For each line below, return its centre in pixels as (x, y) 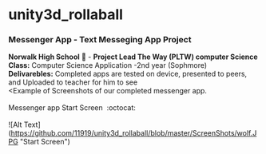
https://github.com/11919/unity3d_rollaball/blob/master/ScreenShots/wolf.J (134, 133)
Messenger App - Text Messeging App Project (100, 40)
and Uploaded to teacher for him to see (73, 82)
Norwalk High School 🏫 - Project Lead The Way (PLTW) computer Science (133, 57)
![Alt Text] (25, 124)
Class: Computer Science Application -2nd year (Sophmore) (108, 65)
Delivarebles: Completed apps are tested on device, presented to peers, (128, 74)
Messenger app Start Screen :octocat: (72, 108)
